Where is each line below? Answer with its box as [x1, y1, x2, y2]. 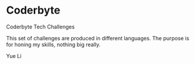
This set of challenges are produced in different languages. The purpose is [6, 34, 190, 41]
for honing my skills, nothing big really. [6, 41, 101, 48]
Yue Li [6, 52, 22, 59]
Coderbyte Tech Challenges [6, 23, 75, 30]
